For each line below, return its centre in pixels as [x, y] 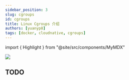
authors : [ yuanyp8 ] [25, 28]
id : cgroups [17, 19]
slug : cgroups [20, 14]
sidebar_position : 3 [27, 10]
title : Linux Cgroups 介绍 [32, 24]
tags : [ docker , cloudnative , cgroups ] [45, 33]
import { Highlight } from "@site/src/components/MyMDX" [65, 47]
